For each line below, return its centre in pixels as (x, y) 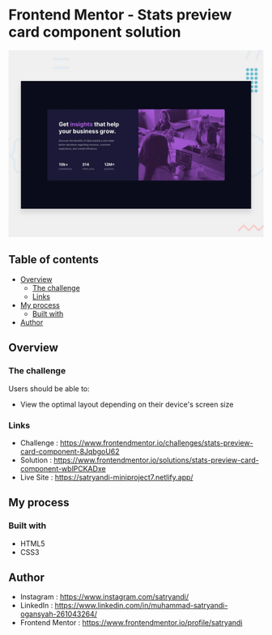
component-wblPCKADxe (63, 468)
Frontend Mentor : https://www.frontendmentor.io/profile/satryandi (131, 623)
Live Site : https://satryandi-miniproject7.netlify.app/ (106, 477)
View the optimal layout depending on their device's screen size (127, 404)
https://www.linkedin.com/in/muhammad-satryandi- (141, 606)
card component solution (95, 32)
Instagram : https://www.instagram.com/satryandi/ (104, 597)
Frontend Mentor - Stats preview (120, 15)
